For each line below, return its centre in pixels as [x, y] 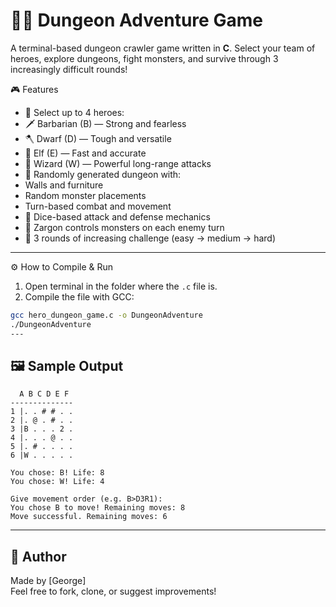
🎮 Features [34, 89]
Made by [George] [48, 581]
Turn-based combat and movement [98, 206]
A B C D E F [44, 394]
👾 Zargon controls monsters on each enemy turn [124, 227]
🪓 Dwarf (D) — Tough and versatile [98, 138]
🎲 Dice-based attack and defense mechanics [117, 216]
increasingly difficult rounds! [69, 69]
